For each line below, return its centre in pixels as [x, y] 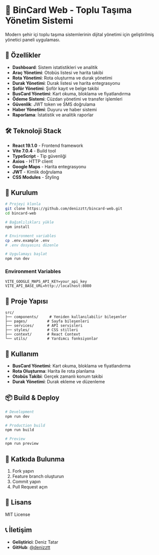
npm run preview [22, 444]
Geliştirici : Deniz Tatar [35, 542]
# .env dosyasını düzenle [32, 245]
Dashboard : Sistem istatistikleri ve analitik [55, 67]
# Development [20, 412]
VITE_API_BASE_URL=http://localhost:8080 [48, 286]
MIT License [18, 514]
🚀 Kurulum [21, 192]
